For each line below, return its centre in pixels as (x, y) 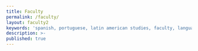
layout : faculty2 (27, 22)
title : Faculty (25, 11)
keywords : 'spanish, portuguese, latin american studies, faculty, (91, 28)
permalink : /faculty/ (33, 17)
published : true (26, 39)
